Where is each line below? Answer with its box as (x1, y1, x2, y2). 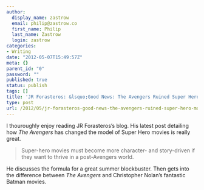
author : (6, 9, 26, 15)
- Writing (6, 49, 32, 55)
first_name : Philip (12, 26, 61, 32)
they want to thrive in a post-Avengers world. (21, 153, 134, 160)
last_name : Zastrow (12, 32, 61, 38)
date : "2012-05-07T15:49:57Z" (6, 54, 83, 60)
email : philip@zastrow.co (12, 20, 78, 26)
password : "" (6, 71, 39, 77)
